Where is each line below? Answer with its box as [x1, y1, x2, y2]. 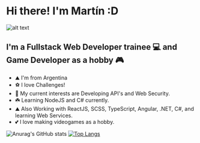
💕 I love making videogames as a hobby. [14, 118, 115, 125]
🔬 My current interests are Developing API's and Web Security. [14, 90, 170, 97]
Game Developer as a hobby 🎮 [6, 55, 124, 65]
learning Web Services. [14, 112, 73, 119]
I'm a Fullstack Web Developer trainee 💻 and [6, 42, 177, 52]
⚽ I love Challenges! [14, 81, 65, 88]
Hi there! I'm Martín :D [6, 4, 119, 18]
